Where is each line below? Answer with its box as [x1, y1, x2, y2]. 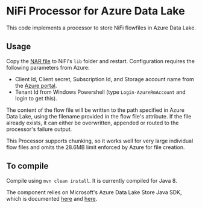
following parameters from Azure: [6, 64, 90, 71]
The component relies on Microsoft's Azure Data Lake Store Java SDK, [6, 188, 182, 196]
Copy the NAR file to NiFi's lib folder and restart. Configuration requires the [6, 57, 195, 64]
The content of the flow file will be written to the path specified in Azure [6, 106, 185, 114]
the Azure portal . [14, 82, 57, 89]
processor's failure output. [6, 125, 72, 133]
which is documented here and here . [6, 195, 98, 202]
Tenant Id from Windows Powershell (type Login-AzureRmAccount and [14, 88, 186, 96]
